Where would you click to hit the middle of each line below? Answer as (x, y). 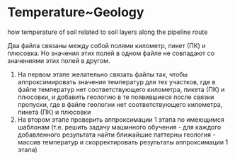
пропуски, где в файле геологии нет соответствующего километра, (120, 104)
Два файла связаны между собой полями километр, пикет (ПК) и (107, 45)
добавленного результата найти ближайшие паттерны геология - (116, 135)
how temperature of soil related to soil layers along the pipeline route (108, 32)
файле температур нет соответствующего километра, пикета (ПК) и (121, 89)
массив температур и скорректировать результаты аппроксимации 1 (123, 142)
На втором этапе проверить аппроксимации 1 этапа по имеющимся (121, 119)
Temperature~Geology (76, 12)
